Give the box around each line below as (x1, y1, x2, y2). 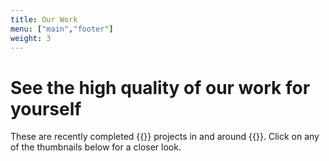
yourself (10, 97, 82, 120)
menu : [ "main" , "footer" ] (10, 24, 114, 34)
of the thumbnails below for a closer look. (10, 141, 182, 153)
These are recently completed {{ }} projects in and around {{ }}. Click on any (10, 131, 320, 143)
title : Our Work (10, 14, 78, 25)
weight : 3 (10, 33, 52, 43)
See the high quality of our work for (10, 76, 311, 99)
